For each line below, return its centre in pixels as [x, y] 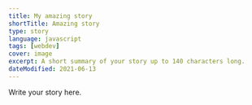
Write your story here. [45, 92]
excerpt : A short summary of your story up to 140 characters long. [127, 62]
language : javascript [45, 39]
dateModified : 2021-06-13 [52, 69]
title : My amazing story [50, 16]
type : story [28, 31]
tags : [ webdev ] [34, 46]
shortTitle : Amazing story [54, 24]
